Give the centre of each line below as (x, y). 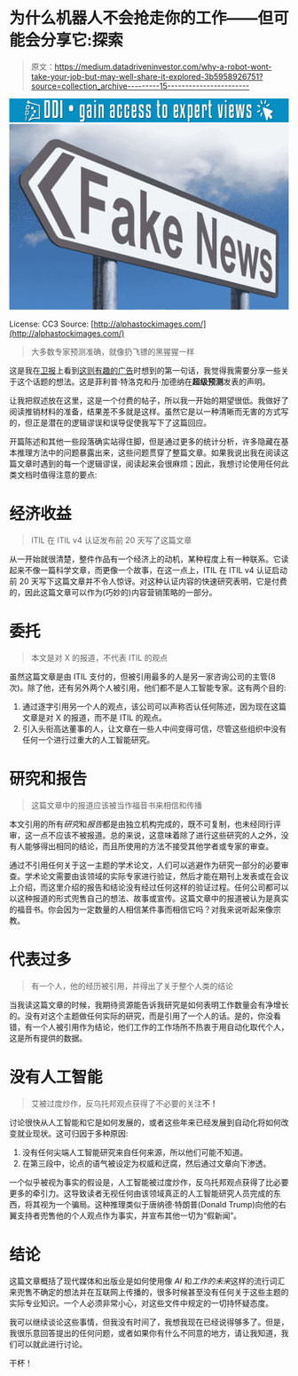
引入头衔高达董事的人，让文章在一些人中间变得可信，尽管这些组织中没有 (154, 729)
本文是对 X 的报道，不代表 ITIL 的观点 (99, 658)
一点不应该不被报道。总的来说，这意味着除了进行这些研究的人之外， (157, 836)
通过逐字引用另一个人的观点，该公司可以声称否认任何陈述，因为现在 (146, 707)
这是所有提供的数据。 (48, 1038)
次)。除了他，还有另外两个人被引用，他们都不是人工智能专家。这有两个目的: (148, 688)
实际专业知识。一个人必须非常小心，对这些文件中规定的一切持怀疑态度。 (141, 1303)
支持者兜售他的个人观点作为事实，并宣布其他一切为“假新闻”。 (129, 1215)
